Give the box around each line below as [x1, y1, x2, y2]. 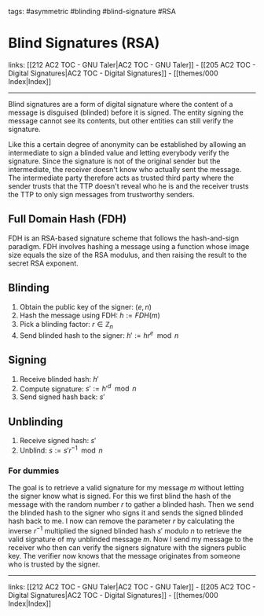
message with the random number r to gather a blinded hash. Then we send [8, 500, 255, 509]
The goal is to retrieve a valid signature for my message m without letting [8, 483, 244, 493]
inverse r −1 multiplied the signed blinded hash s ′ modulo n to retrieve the [8, 525, 242, 535]
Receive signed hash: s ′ [19, 436, 97, 445]
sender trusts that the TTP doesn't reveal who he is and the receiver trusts [8, 181, 249, 191]
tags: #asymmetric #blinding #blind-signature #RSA [8, 7, 177, 16]
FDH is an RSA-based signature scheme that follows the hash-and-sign [8, 233, 240, 243]
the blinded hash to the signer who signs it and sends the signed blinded [8, 508, 244, 518]
